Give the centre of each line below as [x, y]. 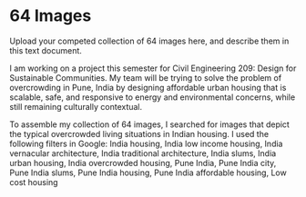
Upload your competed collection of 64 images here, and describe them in [149, 41]
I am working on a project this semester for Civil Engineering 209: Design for [153, 68]
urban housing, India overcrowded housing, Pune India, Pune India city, [143, 163]
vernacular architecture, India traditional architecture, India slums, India [143, 153]
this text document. [46, 50]
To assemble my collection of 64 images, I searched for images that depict [149, 124]
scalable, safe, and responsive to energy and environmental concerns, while [153, 97]
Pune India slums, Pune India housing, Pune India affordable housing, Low [148, 172]
